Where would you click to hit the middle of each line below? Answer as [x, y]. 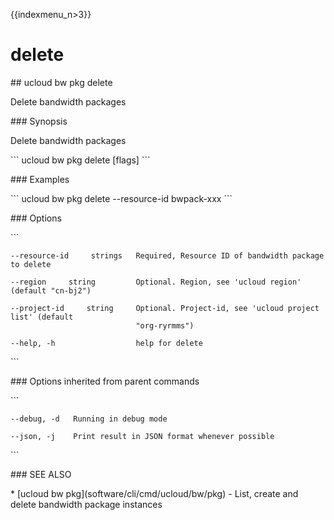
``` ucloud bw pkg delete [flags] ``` [80, 160]
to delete [31, 264]
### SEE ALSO [41, 474]
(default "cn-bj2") [51, 290]
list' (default [42, 317]
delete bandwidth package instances [86, 504]
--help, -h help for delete [106, 343]
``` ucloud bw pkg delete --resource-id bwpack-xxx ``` [121, 198]
